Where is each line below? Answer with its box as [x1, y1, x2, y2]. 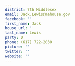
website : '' [5, 53, 30, 59]
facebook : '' [5, 16, 32, 21]
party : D [5, 35, 23, 40]
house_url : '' [5, 26, 35, 31]
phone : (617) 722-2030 [5, 40, 52, 45]
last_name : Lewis [5, 30, 41, 35]
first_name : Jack [5, 21, 41, 26]
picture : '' [5, 44, 30, 49]
